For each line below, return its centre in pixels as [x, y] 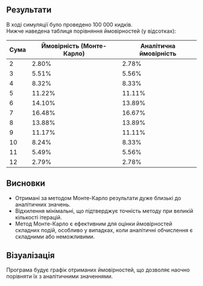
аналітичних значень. [43, 204]
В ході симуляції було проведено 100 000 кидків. [69, 24]
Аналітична [158, 46]
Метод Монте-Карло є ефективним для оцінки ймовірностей [94, 224]
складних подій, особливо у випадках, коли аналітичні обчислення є [104, 230]
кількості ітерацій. [38, 217]
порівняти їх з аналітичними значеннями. [60, 276]
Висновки [26, 184]
